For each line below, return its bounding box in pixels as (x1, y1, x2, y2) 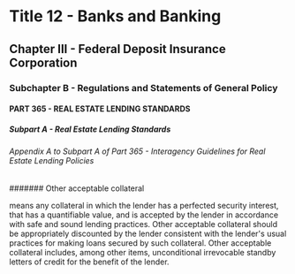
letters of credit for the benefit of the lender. (9, 256, 170, 267)
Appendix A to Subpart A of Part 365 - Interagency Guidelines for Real (9, 146, 266, 156)
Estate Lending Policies (9, 156, 95, 166)
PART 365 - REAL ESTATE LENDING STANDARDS (9, 103, 192, 114)
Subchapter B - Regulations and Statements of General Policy (9, 81, 278, 94)
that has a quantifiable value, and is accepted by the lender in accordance (9, 209, 279, 220)
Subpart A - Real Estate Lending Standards (9, 124, 171, 134)
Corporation (9, 55, 78, 70)
